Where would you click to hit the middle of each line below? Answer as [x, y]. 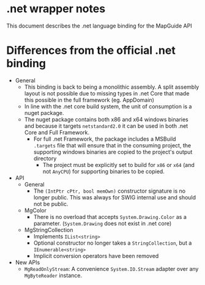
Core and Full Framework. [57, 132]
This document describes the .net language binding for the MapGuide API [99, 26]
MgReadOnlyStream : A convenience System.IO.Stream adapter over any [111, 268]
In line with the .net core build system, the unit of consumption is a [108, 106]
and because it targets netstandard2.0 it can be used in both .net [106, 126]
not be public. [51, 204]
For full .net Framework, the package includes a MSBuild [105, 139]
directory [45, 158]
